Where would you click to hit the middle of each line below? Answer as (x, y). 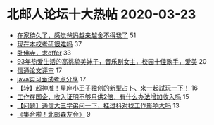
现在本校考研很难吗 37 (49, 44)
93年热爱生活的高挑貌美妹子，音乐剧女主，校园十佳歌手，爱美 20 (112, 61)
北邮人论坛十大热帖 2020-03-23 (101, 14)
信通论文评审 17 (39, 70)
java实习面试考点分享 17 (51, 79)
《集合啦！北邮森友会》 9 (53, 114)
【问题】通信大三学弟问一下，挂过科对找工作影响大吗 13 (98, 105)
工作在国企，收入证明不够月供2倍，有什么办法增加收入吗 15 (103, 96)
